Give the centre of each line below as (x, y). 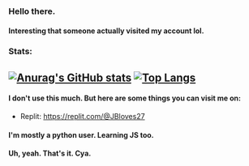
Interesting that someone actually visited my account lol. (106, 31)
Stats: (20, 52)
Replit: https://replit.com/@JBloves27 (82, 117)
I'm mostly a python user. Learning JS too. (81, 134)
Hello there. (32, 11)
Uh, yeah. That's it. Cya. (50, 153)
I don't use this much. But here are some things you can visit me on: (125, 98)
